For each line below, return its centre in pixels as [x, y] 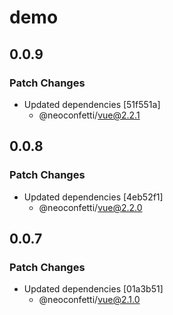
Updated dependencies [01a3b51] [93, 289]
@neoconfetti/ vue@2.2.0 [90, 207]
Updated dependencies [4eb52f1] [93, 197]
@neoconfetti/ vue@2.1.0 [89, 300]
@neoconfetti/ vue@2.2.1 [89, 115]
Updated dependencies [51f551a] [92, 104]
